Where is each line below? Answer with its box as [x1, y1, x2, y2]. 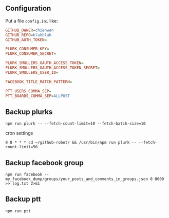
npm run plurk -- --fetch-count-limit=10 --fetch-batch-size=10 [5, 121, 146, 126]
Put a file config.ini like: [5, 17, 58, 24]
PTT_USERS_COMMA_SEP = [5, 88, 52, 94]
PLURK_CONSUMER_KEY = [5, 46, 50, 52]
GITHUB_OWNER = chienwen [5, 28, 54, 33]
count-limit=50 [5, 145, 38, 150]
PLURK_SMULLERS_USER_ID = [5, 70, 59, 75]
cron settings [5, 130, 33, 136]
